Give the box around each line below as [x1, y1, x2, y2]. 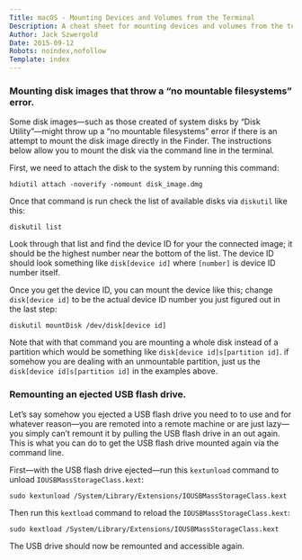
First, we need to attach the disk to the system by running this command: [9, 163, 280, 174]
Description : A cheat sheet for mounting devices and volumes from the [9, 22, 283, 31]
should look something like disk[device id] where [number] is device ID [9, 257, 276, 268]
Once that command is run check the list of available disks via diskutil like [9, 195, 288, 207]
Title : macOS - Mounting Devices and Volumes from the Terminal [9, 13, 255, 23]
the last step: [9, 303, 58, 315]
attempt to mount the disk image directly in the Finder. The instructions [9, 136, 272, 147]
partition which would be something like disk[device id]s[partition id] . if [9, 347, 289, 357]
